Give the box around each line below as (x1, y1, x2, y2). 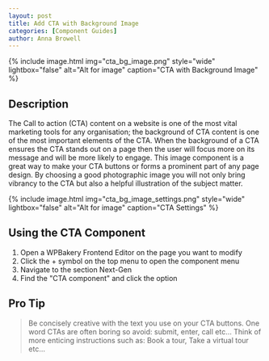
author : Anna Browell (8, 34, 82, 43)
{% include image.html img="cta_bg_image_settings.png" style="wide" (8, 195, 245, 204)
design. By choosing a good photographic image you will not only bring (8, 170, 246, 180)
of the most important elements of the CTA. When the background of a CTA (8, 136, 260, 145)
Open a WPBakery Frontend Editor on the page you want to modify (19, 247, 242, 257)
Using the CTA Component (8, 226, 145, 240)
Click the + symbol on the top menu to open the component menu (19, 256, 240, 266)
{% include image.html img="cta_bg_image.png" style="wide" (8, 57, 216, 66)
